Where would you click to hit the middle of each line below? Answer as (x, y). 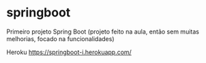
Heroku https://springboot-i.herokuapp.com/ (69, 52)
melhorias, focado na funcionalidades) (60, 38)
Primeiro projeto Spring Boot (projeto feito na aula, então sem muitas (103, 32)
